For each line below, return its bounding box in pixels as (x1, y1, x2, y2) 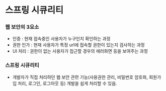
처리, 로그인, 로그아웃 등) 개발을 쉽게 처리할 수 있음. (17, 80, 117, 86)
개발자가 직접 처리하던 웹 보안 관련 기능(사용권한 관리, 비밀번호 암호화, (12, 74, 148, 80)
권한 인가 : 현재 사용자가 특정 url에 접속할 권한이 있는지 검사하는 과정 (12, 42, 145, 48)
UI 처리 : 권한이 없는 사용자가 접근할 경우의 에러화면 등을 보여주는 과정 (12, 48, 148, 54)
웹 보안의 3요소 (5, 23, 39, 30)
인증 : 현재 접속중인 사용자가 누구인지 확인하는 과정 (12, 36, 111, 42)
